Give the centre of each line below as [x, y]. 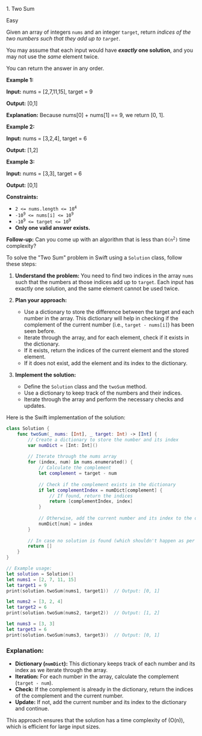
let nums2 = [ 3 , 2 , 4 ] [35, 602]
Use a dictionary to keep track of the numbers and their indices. [103, 393]
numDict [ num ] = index [66, 524]
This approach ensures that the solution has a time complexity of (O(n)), [96, 720]
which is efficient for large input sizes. [54, 726]
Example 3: [20, 162]
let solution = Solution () [40, 574]
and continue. [32, 708]
